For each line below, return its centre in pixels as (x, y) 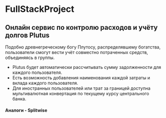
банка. (19, 99)
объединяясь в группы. (30, 58)
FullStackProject (40, 9)
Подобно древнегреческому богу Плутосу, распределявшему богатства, (83, 47)
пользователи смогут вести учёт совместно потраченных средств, (77, 52)
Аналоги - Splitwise (26, 110)
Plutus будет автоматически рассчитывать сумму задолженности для (87, 67)
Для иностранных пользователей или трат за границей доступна (81, 88)
